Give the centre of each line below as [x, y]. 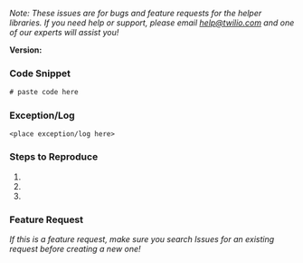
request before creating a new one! [76, 249]
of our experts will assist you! [64, 32]
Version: [26, 50]
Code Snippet [40, 73]
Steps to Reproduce [54, 157]
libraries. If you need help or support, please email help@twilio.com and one [152, 23]
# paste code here [44, 93]
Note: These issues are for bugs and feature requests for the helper [136, 13]
